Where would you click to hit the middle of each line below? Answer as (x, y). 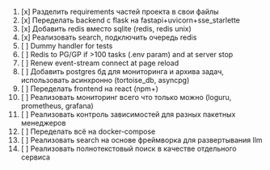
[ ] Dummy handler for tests (67, 46)
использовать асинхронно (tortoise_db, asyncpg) (105, 80)
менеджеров (43, 123)
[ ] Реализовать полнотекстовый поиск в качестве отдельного (129, 149)
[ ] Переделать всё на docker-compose (88, 131)
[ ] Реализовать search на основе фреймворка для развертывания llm (141, 140)
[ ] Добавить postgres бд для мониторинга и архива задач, (122, 71)
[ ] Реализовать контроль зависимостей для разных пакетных (128, 114)
